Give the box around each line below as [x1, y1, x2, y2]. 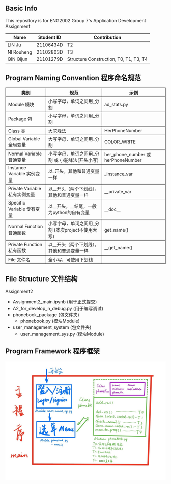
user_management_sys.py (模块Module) [20, 330, 104, 337]
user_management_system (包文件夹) [12, 324, 92, 330]
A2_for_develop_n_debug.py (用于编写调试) [12, 305, 103, 311]
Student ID [38, 34, 62, 40]
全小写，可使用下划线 [48, 256, 93, 262]
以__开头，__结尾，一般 [48, 203, 97, 209]
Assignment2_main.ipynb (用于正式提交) [12, 298, 97, 305]
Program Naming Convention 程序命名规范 [5, 73, 141, 82]
